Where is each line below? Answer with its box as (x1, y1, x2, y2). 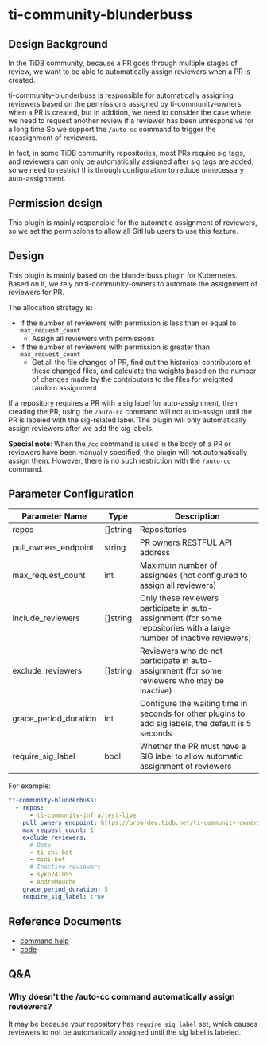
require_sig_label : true (22, 892, 105, 900)
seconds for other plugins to (139, 708, 246, 719)
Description (174, 511, 220, 522)
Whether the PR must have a (139, 741, 246, 752)
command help (19, 936, 69, 946)
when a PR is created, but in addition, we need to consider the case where (8, 107, 252, 117)
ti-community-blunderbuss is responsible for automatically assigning (8, 91, 234, 100)
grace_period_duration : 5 (22, 885, 109, 893)
